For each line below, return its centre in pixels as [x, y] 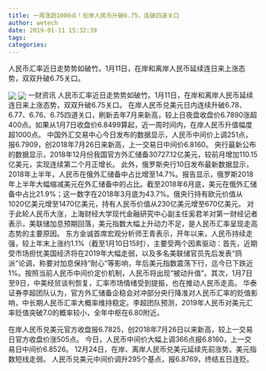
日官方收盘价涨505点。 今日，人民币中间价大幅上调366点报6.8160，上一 [127, 339]
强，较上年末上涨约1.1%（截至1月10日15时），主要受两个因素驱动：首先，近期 [133, 244]
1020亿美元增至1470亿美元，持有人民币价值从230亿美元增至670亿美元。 [127, 204]
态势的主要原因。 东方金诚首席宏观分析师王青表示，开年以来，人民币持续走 [131, 233]
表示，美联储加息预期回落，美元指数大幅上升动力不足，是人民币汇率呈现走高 [133, 224]
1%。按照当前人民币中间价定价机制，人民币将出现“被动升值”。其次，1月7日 [131, 273]
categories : [28, 45]
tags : [17, 38]
